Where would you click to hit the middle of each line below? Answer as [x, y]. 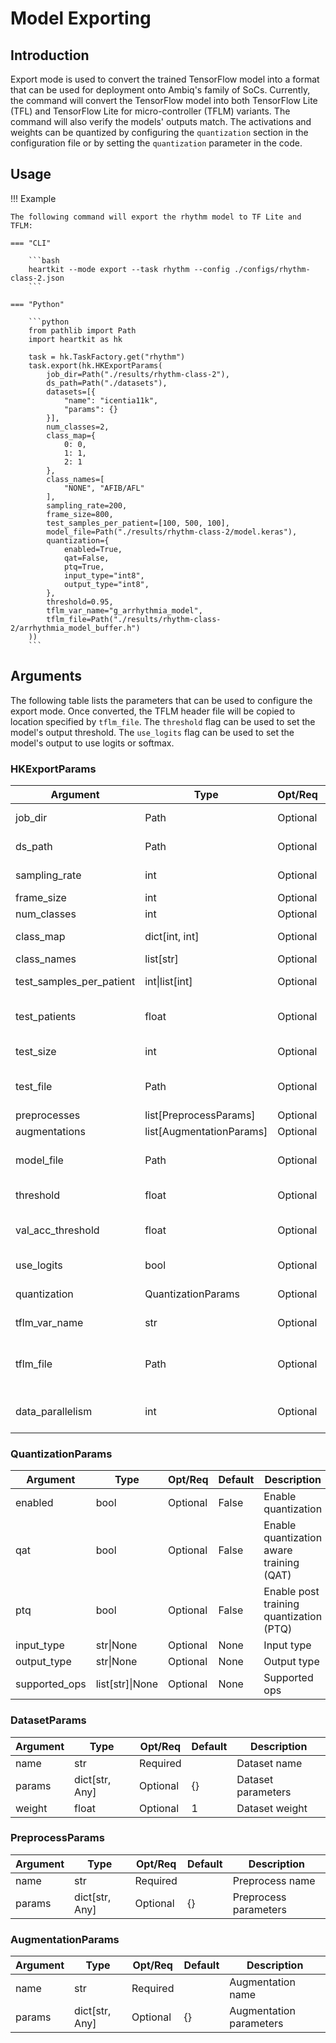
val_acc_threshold [57, 1230]
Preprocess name [274, 1880]
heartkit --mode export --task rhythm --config [129, 269]
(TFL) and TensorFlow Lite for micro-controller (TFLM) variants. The [150, 111]
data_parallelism [54, 1411]
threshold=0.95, [80, 602]
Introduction [50, 55]
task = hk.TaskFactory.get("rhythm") [107, 357]
